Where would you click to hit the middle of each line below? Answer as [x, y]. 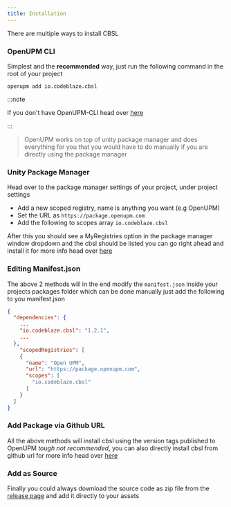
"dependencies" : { [40, 318]
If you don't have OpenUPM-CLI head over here [75, 112]
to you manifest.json [36, 299]
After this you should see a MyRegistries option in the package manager [110, 236]
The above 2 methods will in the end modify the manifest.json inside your [113, 284]
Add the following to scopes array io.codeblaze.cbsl [92, 223]
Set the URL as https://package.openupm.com [81, 215]
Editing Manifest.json [44, 269]
